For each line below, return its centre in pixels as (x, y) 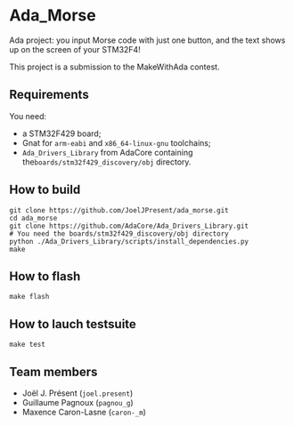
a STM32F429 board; (61, 133)
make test (28, 345)
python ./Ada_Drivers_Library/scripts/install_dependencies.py (129, 241)
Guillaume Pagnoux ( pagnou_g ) (78, 402)
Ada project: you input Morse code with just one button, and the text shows (147, 40)
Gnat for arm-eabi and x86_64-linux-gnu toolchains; (116, 142)
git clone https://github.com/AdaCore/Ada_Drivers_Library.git (129, 226)
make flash (29, 297)
